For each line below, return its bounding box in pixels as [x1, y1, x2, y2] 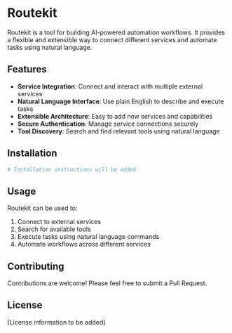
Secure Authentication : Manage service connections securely [17, 119, 199, 128]
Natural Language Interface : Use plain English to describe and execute [17, 97, 224, 105]
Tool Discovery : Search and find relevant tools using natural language [17, 126, 221, 135]
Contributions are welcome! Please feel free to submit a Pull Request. [7, 279, 207, 287]
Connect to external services [17, 218, 102, 226]
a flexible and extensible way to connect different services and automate [7, 35, 217, 44]
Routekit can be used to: [7, 204, 78, 212]
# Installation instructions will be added [7, 166, 137, 173]
